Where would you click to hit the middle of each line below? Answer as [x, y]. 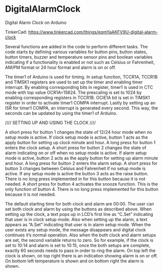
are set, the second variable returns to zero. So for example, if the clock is [79, 240]
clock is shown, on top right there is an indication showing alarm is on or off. [81, 255]
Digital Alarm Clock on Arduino [36, 22]
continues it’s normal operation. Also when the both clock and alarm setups [81, 235]
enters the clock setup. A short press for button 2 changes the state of [76, 147]
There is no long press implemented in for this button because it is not [75, 179]
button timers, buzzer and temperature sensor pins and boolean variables [79, 57]
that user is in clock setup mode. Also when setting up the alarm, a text [76, 219]
